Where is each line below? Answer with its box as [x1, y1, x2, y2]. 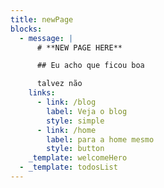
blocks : [10, 24, 43, 34]
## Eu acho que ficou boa [36, 61, 145, 71]
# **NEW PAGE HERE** [36, 42, 123, 53]
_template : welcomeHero [28, 153, 128, 163]
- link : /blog [36, 97, 97, 107]
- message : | [19, 33, 74, 43]
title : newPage [10, 14, 74, 25]
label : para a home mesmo [46, 134, 155, 145]
